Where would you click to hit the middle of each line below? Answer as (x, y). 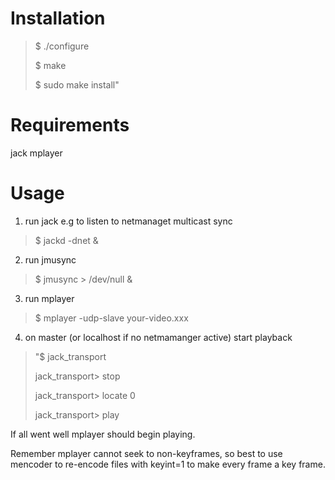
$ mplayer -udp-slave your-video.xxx (111, 318)
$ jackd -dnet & (66, 240)
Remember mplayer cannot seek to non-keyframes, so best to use (146, 453)
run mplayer (49, 298)
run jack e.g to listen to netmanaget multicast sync (128, 221)
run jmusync (50, 259)
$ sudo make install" (77, 84)
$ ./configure (62, 46)
